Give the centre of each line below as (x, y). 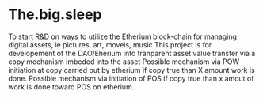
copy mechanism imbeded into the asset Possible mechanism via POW (124, 62)
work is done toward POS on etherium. (71, 87)
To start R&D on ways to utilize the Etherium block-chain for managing (123, 36)
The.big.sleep (55, 15)
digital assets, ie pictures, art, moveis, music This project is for (110, 44)
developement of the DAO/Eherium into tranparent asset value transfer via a (132, 53)
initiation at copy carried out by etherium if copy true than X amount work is (131, 70)
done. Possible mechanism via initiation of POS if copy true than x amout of (131, 78)
